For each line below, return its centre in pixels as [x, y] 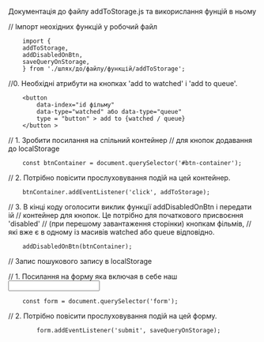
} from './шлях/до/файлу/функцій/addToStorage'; [104, 69]
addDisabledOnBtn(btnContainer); [77, 246]
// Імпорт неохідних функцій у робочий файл [83, 26]
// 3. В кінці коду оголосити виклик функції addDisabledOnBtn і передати [130, 207]
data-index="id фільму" [75, 105]
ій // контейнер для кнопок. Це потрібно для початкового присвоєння [126, 215]
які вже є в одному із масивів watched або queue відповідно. [111, 232]
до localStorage [34, 148]
